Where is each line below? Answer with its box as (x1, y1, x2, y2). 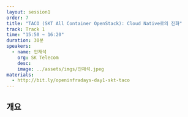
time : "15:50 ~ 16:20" (6, 32, 64, 38)
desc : (17, 60, 32, 66)
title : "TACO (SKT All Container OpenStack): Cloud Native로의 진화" (6, 20, 182, 26)
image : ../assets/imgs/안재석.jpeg (17, 66, 104, 72)
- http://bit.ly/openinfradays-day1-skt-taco (12, 77, 130, 83)
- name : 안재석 (12, 49, 47, 55)
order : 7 (6, 15, 29, 21)
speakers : (6, 43, 32, 50)
